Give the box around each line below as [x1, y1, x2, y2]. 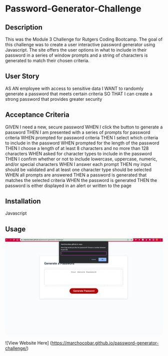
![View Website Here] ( [5, 340, 52, 346]
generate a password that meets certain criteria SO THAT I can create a [5, 91, 152, 97]
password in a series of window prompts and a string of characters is [5, 52, 148, 58]
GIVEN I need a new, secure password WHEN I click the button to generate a [5, 124, 163, 130]
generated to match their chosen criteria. [5, 58, 90, 63]
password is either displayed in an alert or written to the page [5, 183, 131, 189]
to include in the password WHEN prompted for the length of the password [5, 140, 159, 146]
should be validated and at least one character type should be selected [5, 166, 151, 172]
